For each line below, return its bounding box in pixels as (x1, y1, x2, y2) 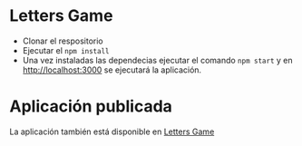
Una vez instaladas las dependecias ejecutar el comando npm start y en (22, 54, 293, 65)
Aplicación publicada (9, 96, 172, 117)
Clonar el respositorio (22, 35, 104, 46)
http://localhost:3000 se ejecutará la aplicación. (22, 64, 202, 75)
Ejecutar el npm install (22, 44, 110, 55)
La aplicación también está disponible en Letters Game (9, 126, 215, 137)
